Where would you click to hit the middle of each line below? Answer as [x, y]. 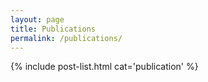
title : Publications [53, 29]
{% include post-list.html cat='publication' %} [104, 67]
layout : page [37, 19]
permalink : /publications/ [66, 38]
